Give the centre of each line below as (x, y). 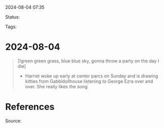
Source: (13, 120)
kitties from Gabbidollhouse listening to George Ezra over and (89, 81)
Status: (13, 17)
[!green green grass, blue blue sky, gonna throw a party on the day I (88, 61)
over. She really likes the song (56, 86)
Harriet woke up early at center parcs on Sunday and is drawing (92, 76)
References (30, 107)
